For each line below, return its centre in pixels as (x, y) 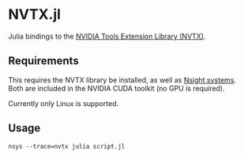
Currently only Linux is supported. (64, 103)
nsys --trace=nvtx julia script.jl (67, 146)
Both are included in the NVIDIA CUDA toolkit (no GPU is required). (116, 88)
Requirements (43, 61)
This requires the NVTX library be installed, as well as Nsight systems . (122, 79)
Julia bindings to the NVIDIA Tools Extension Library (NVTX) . (107, 36)
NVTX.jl (35, 15)
